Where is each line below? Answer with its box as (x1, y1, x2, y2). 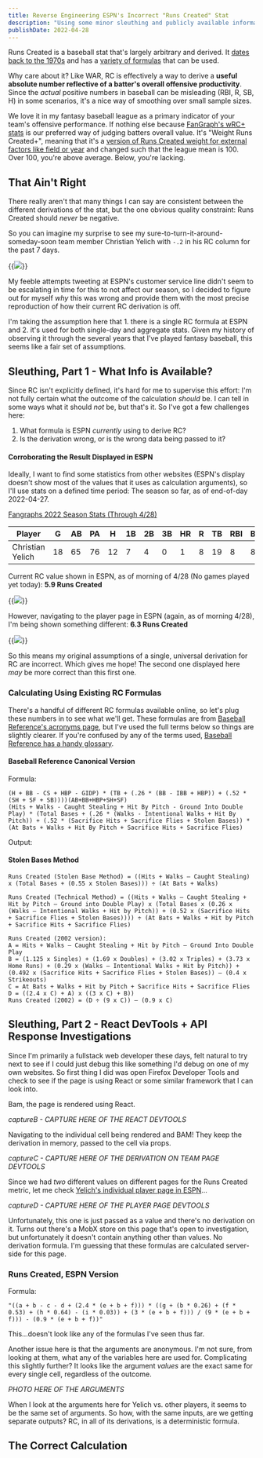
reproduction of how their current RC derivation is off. (8, 301, 182, 311)
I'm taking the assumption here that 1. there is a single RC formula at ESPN (8, 317, 248, 327)
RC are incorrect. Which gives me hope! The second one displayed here (8, 660, 240, 669)
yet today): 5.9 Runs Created (8, 580, 103, 590)
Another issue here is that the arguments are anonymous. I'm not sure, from (8, 1344, 253, 1354)
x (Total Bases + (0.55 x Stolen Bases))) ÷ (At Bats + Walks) (8, 879, 219, 887)
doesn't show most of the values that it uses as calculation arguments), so (8, 478, 248, 488)
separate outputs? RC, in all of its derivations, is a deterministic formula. (8, 1416, 240, 1426)
